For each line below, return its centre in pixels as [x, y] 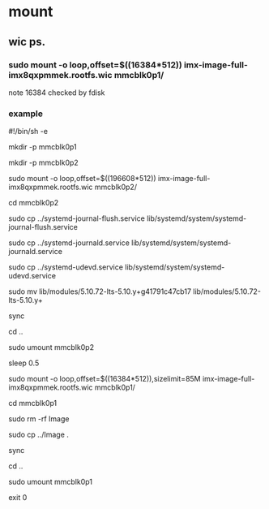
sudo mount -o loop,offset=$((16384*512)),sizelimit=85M [105, 379]
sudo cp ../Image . [38, 435]
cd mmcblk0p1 [33, 403]
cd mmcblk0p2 [34, 203]
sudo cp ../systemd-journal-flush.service [77, 218]
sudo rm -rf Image [39, 419]
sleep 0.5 [24, 363]
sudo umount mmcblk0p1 [51, 482]
